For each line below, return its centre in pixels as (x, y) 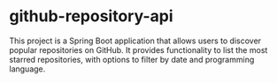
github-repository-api (92, 16)
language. (27, 69)
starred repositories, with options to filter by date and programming (132, 59)
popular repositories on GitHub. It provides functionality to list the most (138, 49)
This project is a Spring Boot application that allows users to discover (135, 41)
